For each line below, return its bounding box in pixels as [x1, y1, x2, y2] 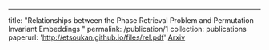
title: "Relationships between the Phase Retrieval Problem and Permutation [8, 16, 254, 25]
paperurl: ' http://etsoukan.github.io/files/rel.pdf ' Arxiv [8, 33, 186, 42]
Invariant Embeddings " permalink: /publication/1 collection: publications [8, 25, 247, 33]
